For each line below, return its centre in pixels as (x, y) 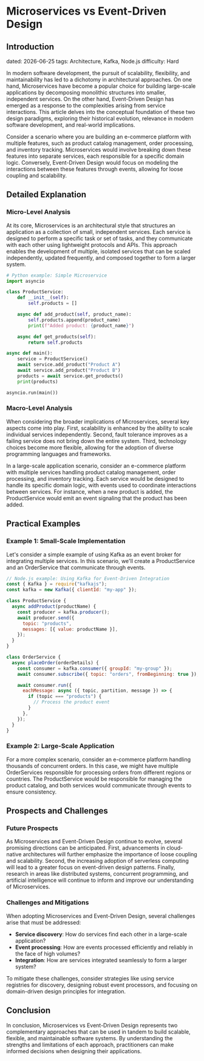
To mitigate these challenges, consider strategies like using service (90, 978)
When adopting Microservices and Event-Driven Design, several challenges (101, 916)
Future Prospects (32, 828)
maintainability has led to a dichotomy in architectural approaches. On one (99, 80)
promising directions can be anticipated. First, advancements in (86, 848)
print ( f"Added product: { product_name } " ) (81, 325)
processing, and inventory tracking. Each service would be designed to (95, 478)
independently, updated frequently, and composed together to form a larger (101, 258)
